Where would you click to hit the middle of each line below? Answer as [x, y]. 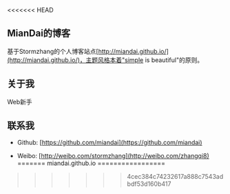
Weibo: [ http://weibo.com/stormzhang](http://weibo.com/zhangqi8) [113, 156]
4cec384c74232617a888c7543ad [175, 177]
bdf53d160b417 [149, 184]
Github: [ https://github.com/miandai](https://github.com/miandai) [109, 143]
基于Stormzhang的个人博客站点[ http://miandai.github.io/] [88, 51]
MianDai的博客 [39, 33]
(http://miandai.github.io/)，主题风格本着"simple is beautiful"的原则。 [105, 60]
